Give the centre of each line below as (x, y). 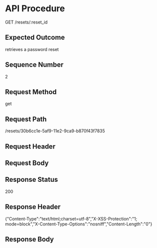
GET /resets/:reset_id (26, 22)
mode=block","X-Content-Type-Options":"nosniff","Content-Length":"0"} (79, 224)
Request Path (26, 119)
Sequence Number (34, 65)
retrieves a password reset (32, 49)
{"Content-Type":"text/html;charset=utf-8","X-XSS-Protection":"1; (71, 219)
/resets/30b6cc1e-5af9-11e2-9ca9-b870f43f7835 (55, 131)
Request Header (30, 146)
